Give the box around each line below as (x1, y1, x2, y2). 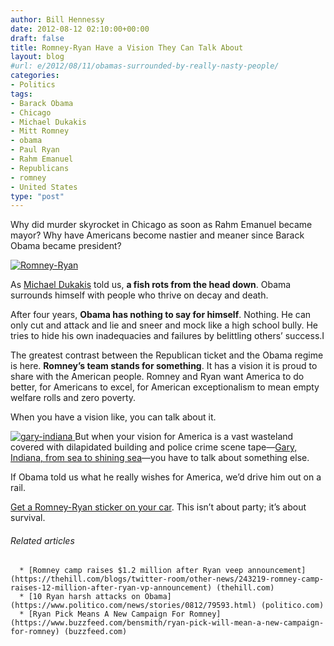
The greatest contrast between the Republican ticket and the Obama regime (10, 349, 324, 361)
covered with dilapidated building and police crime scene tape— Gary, (10, 441, 298, 453)
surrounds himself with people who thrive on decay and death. (10, 289, 269, 301)
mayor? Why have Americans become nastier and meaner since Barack (10, 229, 305, 241)
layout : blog (10, 52, 65, 62)
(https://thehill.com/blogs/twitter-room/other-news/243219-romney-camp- (10, 574, 325, 585)
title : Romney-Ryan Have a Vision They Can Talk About (10, 42, 244, 53)
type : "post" (10, 191, 65, 201)
